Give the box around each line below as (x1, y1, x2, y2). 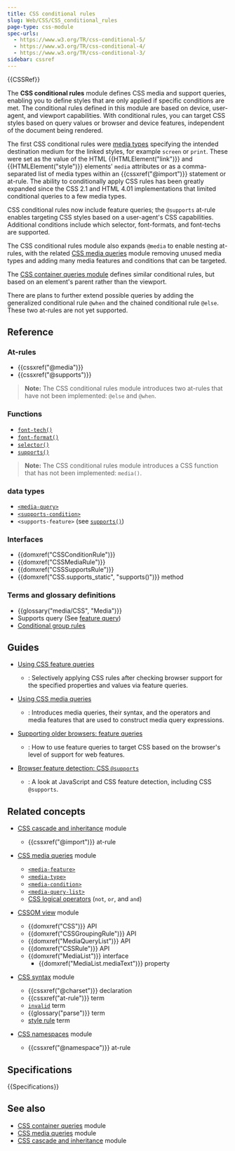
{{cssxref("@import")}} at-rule (27, 838, 116, 846)
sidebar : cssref (7, 56, 55, 63)
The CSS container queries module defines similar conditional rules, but (7, 270, 215, 278)
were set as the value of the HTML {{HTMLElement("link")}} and (7, 154, 193, 163)
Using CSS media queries (17, 695, 92, 703)
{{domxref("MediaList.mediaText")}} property (38, 959, 170, 968)
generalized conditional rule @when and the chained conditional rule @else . (7, 298, 219, 307)
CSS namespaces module (17, 1030, 93, 1039)
